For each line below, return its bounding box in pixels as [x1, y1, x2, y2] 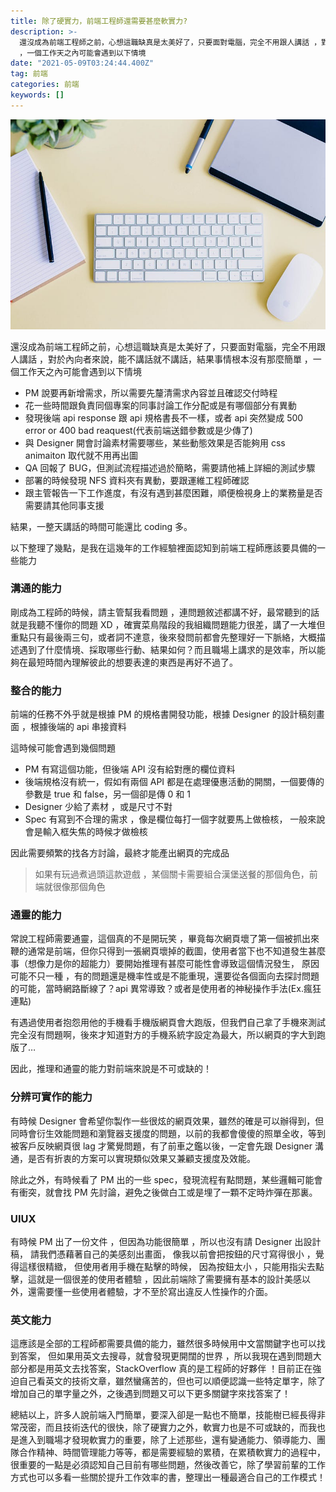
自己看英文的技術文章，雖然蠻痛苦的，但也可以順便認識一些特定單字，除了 [18, 1375, 326, 1387]
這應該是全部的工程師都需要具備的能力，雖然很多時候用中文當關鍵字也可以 [10, 1338, 317, 1350]
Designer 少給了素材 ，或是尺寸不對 [24, 801, 173, 813]
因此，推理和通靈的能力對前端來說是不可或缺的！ [10, 1063, 212, 1075]
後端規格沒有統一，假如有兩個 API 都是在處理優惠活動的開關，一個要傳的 [24, 776, 325, 788]
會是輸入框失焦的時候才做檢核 [24, 826, 148, 838]
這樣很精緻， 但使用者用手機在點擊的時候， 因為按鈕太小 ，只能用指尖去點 [18, 1261, 325, 1273]
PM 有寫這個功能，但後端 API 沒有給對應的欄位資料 [24, 763, 236, 775]
